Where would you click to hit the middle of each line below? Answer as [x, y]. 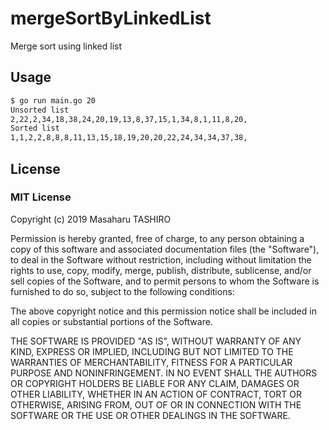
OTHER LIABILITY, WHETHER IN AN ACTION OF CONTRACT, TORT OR [156, 394]
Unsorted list [40, 110]
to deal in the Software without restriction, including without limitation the [161, 259]
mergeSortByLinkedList [111, 18]
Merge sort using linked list [66, 46]
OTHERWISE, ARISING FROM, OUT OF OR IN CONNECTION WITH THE [156, 404]
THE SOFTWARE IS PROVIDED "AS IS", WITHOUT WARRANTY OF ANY [156, 341]
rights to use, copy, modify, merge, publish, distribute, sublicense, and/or [161, 270]
